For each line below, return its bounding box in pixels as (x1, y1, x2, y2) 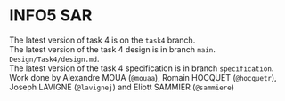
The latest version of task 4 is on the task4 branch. (9, 35, 196, 45)
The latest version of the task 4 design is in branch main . (9, 43, 216, 54)
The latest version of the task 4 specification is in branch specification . (9, 63, 274, 74)
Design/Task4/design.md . (9, 53, 100, 64)
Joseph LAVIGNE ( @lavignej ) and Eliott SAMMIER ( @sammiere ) (9, 82, 234, 92)
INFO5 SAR (9, 5, 93, 26)
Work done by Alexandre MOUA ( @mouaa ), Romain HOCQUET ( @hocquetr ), (9, 72, 278, 82)
